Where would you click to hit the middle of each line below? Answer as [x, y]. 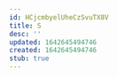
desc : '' [25, 34]
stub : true [29, 58]
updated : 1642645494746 [53, 42]
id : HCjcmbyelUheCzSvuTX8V [59, 17]
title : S [25, 26]
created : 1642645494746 [53, 50]
